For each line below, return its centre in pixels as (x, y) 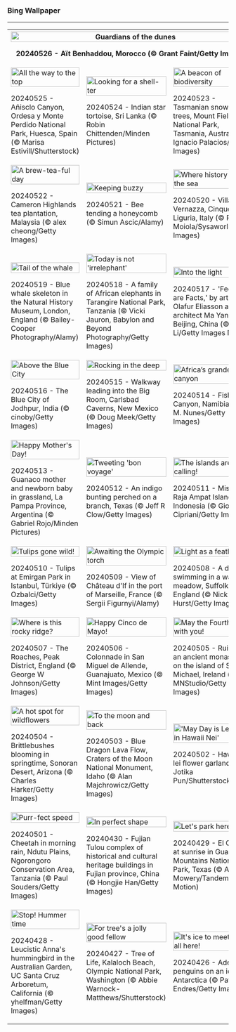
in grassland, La (37, 497)
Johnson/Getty (35, 684)
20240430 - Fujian (118, 839)
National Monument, (119, 768)
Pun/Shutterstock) (203, 780)
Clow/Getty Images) (119, 515)
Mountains (191, 861)
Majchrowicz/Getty (118, 785)
